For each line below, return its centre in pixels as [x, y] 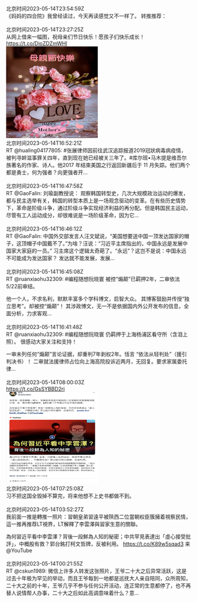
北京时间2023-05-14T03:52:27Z [45, 509]
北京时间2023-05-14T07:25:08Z [45, 489]
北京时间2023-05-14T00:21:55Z [45, 564]
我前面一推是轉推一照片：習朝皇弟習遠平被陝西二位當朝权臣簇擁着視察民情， [98, 517]
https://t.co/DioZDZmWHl [37, 43]
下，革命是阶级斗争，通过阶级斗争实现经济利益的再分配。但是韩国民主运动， [98, 208]
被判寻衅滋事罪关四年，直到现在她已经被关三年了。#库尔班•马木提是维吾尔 [96, 158]
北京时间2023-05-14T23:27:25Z [45, 29]
